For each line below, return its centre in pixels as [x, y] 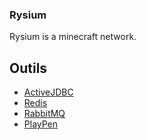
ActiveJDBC [48, 92]
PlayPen [41, 124]
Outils [28, 68]
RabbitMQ [44, 114]
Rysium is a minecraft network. [73, 37]
